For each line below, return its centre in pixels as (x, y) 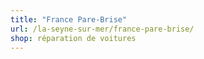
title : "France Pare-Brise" (69, 19)
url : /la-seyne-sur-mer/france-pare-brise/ (102, 29)
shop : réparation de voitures (73, 38)
